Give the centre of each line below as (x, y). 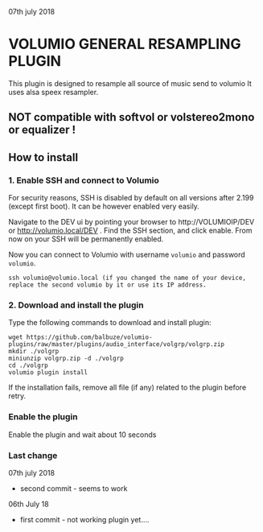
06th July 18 (29, 504)
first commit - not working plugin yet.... (84, 519)
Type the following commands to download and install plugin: (110, 323)
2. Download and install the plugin (76, 305)
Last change (33, 456)
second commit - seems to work (74, 488)
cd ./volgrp (28, 365)
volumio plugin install (48, 373)
